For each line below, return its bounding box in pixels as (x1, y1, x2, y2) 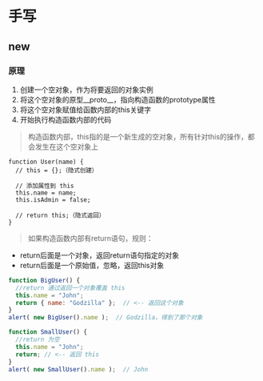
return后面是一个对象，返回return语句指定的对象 (19, 250, 180, 260)
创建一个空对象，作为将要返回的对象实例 (19, 85, 153, 94)
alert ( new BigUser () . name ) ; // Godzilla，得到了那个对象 (8, 314, 203, 322)
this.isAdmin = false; (15, 195, 91, 204)
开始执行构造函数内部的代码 (19, 114, 112, 124)
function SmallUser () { (8, 328, 88, 336)
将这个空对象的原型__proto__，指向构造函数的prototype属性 (19, 94, 216, 104)
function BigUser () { (8, 276, 81, 284)
